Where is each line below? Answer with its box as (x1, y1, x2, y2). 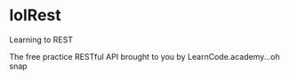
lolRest (9, 5, 62, 25)
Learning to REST (9, 34, 74, 45)
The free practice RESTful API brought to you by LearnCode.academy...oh (9, 51, 280, 62)
